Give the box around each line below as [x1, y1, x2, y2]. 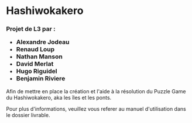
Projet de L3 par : [6, 25, 56, 33]
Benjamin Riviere [16, 75, 66, 83]
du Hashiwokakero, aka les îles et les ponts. [6, 94, 112, 101]
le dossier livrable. [6, 111, 50, 118]
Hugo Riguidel [16, 67, 57, 75]
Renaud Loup [16, 45, 54, 54]
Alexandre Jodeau [16, 38, 70, 46]
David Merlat [16, 60, 54, 68]
